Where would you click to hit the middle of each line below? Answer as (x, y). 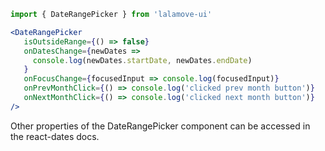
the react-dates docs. (55, 136)
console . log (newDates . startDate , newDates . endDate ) (142, 60)
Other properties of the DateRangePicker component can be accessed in (160, 126)
